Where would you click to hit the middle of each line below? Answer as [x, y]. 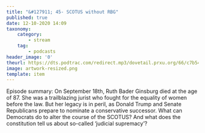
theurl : [16, 63]
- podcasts [42, 52]
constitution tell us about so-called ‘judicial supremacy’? [77, 124]
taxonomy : [19, 29]
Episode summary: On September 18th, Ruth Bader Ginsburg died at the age [102, 91]
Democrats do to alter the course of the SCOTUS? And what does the [94, 117]
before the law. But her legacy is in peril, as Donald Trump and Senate [94, 104]
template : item [26, 74]
